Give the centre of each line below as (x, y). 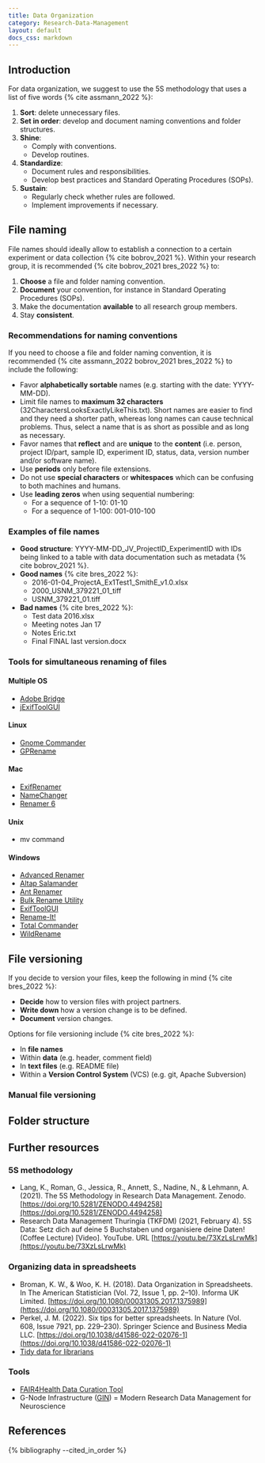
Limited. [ (35, 1301)
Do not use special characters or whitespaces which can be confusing (136, 478)
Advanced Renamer (52, 875)
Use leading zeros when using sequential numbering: (107, 494)
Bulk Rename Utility (51, 901)
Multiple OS (28, 680)
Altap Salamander (49, 883)
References (37, 1431)
